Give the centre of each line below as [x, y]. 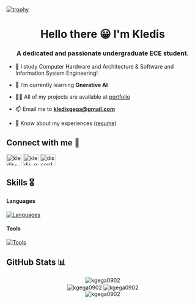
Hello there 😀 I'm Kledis [103, 34]
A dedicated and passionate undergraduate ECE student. [103, 53]
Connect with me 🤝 [43, 142]
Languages [21, 201]
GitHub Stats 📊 [36, 263]
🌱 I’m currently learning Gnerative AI [61, 85]
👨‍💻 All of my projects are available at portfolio [72, 97]
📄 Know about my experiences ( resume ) [66, 123]
